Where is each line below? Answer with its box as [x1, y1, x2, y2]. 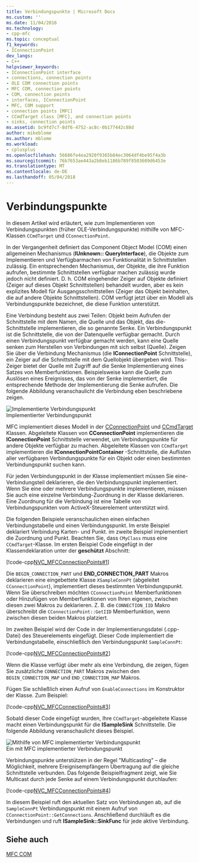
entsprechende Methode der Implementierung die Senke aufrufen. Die [6, 381, 178, 388]
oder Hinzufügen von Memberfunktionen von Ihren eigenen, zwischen [6, 595, 178, 602]
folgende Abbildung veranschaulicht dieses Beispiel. [6, 727, 135, 734]
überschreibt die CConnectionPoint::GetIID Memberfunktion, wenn [6, 608, 170, 615]
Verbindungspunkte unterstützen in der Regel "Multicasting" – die [6, 756, 167, 763]
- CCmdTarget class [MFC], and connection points [6, 113, 132, 119]
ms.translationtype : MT [6, 163, 65, 169]
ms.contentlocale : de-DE [6, 169, 68, 175]
